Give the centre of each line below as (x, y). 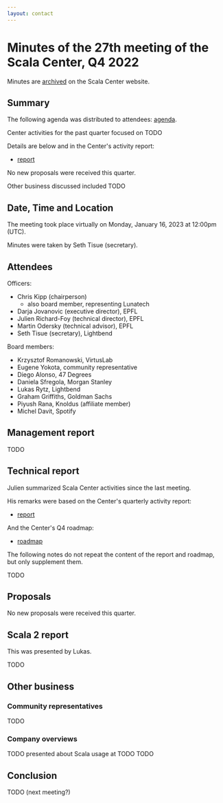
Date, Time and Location (60, 208)
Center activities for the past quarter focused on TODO (85, 133)
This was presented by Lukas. (49, 651)
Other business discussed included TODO (66, 186)
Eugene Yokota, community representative (77, 367)
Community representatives (55, 706)
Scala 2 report (38, 635)
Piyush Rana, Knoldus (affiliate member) (74, 404)
